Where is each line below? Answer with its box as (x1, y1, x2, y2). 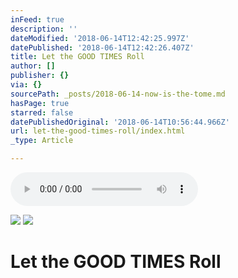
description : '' (10, 24, 78, 34)
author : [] (10, 61, 56, 71)
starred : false (10, 107, 74, 118)
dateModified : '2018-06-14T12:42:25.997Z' (10, 33, 190, 43)
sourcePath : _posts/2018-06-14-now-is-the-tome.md (10, 89, 226, 99)
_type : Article (10, 136, 74, 146)
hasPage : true (10, 98, 70, 108)
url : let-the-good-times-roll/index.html (10, 126, 186, 136)
